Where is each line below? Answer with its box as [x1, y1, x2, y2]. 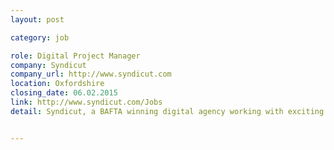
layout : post [10, 14, 65, 25]
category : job [10, 32, 70, 43]
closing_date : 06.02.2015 [10, 88, 118, 98]
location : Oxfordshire [10, 79, 105, 89]
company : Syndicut [10, 60, 87, 70]
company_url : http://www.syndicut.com [10, 69, 172, 80]
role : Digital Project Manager [10, 51, 141, 61]
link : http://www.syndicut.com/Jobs [10, 97, 163, 107]
